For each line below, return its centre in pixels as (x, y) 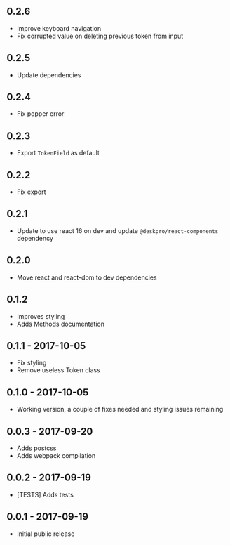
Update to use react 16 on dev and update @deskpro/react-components (117, 230)
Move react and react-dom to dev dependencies (87, 277)
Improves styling (41, 316)
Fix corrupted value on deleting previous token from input (100, 36)
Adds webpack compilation (56, 455)
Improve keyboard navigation (59, 28)
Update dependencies (49, 75)
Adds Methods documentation (60, 324)
